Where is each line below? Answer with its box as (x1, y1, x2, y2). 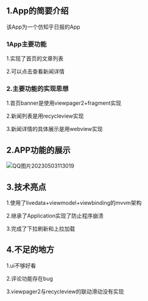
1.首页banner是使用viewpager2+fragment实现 (6, 99, 122, 107)
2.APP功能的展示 (6, 145, 71, 155)
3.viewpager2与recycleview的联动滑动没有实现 (6, 288, 124, 295)
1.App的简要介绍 (6, 5, 69, 16)
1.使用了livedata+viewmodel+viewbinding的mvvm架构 (6, 199, 142, 207)
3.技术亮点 (6, 182, 47, 192)
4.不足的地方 (6, 244, 55, 255)
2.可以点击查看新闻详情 (6, 68, 65, 75)
